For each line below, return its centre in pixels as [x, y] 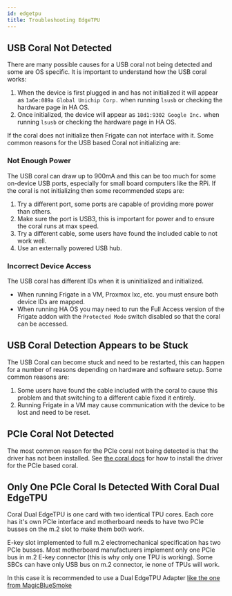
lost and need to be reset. [54, 412]
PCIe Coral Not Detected [60, 434]
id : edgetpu [24, 13]
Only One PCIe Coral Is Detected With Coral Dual [113, 487]
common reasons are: [38, 377]
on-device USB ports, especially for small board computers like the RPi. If [112, 183]
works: [17, 80]
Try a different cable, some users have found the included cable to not [117, 233]
